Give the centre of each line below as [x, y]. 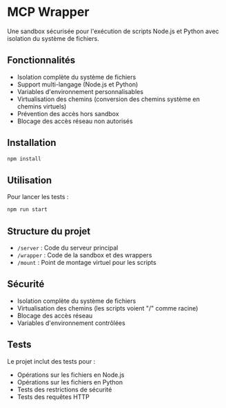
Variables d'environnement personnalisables [80, 91]
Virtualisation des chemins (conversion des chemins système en [109, 99]
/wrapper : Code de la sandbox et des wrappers [84, 255]
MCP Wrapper [48, 12]
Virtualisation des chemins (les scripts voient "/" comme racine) [107, 308]
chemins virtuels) [42, 106]
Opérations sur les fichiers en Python [70, 382]
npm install [24, 159]
